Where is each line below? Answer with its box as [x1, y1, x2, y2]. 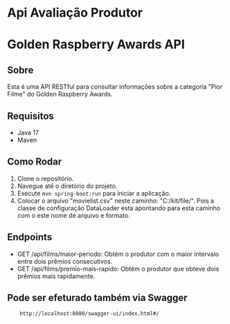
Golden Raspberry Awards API [7, 37, 185, 53]
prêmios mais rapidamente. [17, 272, 96, 280]
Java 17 [17, 128, 39, 137]
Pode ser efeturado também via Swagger [7, 292, 188, 304]
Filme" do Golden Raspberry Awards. [7, 90, 113, 99]
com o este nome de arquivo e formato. [17, 211, 130, 219]
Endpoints [7, 231, 53, 244]
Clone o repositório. [17, 174, 74, 182]
